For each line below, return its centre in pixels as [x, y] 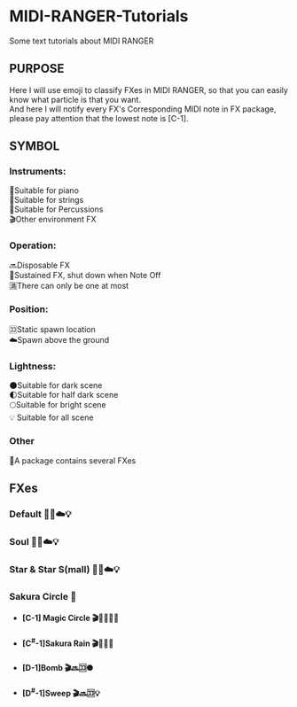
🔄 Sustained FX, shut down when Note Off [85, 275]
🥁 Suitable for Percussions [56, 209]
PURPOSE [37, 69]
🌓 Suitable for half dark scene [64, 395]
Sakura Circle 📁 [43, 596]
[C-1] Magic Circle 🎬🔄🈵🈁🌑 [70, 618]
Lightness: [32, 366]
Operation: [33, 245]
